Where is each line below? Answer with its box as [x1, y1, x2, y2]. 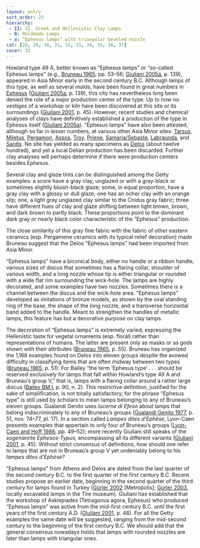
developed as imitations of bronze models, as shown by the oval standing [6, 295, 187, 302]
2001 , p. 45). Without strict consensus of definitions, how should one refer [6, 440, 189, 448]
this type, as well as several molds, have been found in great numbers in [6, 83, 184, 90]
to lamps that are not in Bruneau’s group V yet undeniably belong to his [6, 446, 181, 454]
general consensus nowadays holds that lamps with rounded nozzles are [6, 528, 186, 535]
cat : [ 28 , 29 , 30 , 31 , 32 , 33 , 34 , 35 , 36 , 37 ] [6, 42, 127, 48]
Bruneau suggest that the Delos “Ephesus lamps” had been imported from [6, 240, 189, 247]
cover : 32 [6, 48, 31, 54]
